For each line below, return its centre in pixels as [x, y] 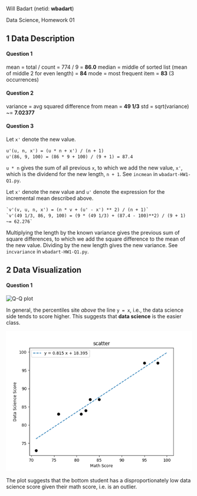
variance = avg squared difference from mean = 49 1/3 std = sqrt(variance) [98, 106]
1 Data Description [40, 39]
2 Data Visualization [44, 270]
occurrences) [23, 79]
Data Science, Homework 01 [40, 20]
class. [13, 322]
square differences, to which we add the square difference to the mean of [96, 239]
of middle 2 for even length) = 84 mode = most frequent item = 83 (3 [90, 73]
